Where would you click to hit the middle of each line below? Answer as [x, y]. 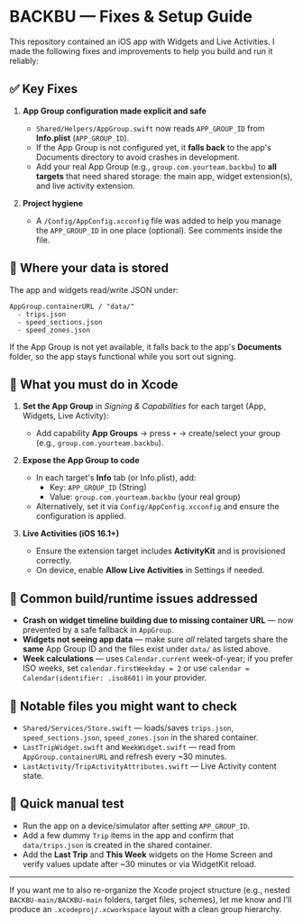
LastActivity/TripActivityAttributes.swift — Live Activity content [149, 766]
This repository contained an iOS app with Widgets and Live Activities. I [142, 41]
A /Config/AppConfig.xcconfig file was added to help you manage [158, 220]
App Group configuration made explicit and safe [115, 111]
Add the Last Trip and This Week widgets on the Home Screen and [147, 854]
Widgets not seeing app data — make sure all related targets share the [155, 640]
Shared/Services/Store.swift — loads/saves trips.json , [128, 728]
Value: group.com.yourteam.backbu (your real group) [145, 497]
